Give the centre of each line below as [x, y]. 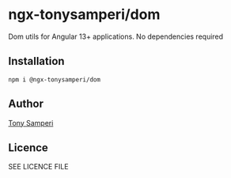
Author [26, 104]
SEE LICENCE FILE [38, 167]
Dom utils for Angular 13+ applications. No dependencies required [116, 36]
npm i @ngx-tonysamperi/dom [55, 80]
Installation [36, 61]
